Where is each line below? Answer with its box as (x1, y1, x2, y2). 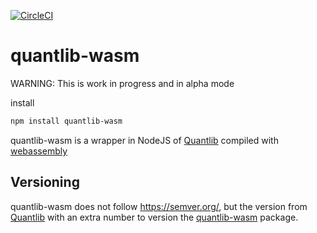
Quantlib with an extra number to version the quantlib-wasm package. (10, 211, 299, 223)
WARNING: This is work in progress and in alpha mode (10, 77, 235, 89)
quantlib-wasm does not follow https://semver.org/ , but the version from (10, 200, 308, 212)
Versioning (10, 174, 80, 191)
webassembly (10, 145, 68, 157)
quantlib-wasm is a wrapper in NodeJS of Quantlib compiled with (10, 134, 279, 146)
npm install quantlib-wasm (10, 116, 123, 126)
